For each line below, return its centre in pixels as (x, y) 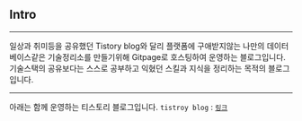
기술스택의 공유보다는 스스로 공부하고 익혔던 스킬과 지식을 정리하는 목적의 (138, 68)
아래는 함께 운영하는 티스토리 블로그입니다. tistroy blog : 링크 (119, 107)
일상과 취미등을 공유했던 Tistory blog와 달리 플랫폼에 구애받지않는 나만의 (137, 46)
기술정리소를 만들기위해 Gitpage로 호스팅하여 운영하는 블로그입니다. (167, 56)
